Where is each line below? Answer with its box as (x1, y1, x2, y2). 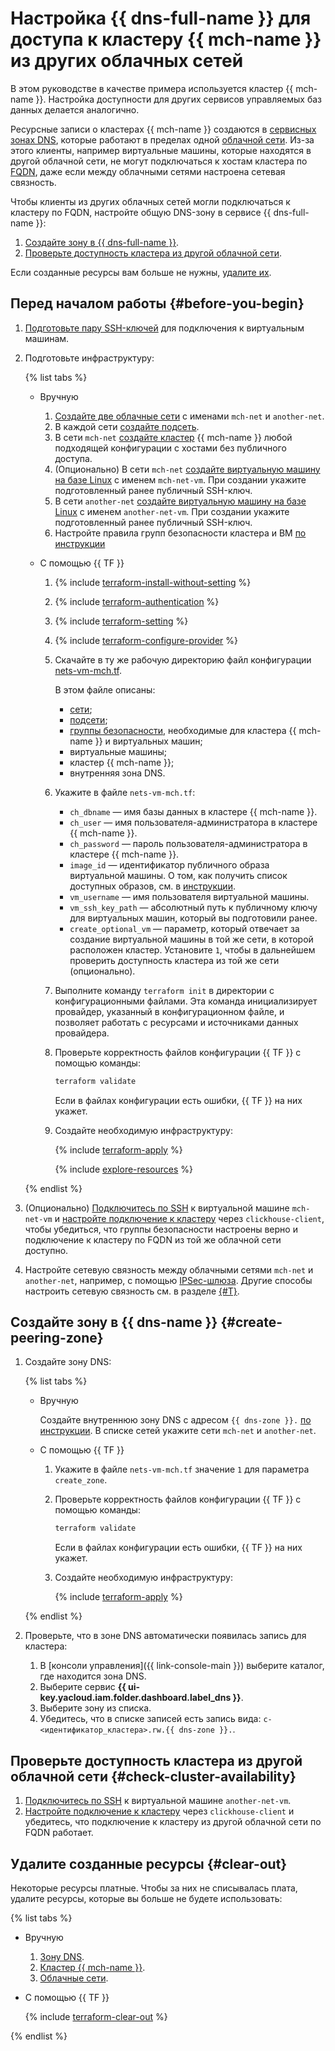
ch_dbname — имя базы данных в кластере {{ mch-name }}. (69, 805, 318, 817)
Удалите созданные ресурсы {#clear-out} (10, 1855, 288, 1872)
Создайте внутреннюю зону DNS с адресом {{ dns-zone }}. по (39, 1414, 312, 1426)
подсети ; (69, 713, 108, 726)
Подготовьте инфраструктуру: (24, 352, 155, 364)
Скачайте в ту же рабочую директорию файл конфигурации (54, 653, 312, 666)
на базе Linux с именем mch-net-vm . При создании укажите (54, 473, 307, 486)
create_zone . (54, 1474, 108, 1486)
